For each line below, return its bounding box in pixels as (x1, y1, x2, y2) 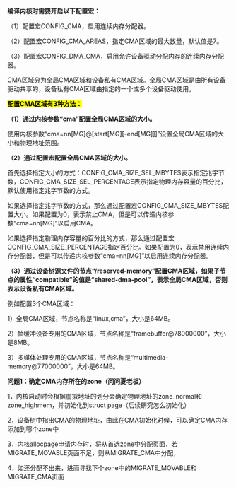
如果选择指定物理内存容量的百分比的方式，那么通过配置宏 (7, 234, 175, 242)
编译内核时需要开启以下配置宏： (7, 7, 100, 15)
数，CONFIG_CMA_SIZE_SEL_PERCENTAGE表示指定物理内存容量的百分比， (7, 177, 228, 186)
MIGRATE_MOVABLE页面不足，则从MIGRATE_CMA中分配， (7, 449, 180, 457)
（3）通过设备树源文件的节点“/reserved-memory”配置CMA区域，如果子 (7, 266, 220, 275)
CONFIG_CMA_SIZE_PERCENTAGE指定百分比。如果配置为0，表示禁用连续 (7, 243, 223, 251)
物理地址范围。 (19, 139, 64, 147)
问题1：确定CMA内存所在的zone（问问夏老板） (7, 377, 146, 385)
